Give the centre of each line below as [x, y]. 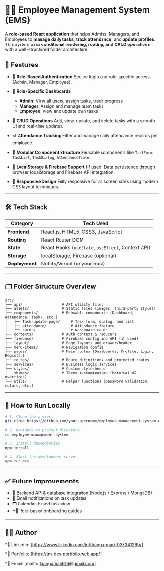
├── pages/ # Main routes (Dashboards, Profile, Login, [79, 351]
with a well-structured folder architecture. [47, 49]
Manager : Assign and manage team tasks [61, 106]
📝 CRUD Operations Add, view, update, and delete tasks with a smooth [83, 121]
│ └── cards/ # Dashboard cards [57, 330]
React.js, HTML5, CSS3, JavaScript [82, 232]
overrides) [16, 377]
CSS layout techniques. [36, 187]
